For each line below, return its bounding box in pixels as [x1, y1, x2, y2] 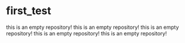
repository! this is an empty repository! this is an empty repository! [6, 29, 167, 37]
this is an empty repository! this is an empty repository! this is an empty [6, 24, 179, 31]
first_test [6, 4, 52, 18]
